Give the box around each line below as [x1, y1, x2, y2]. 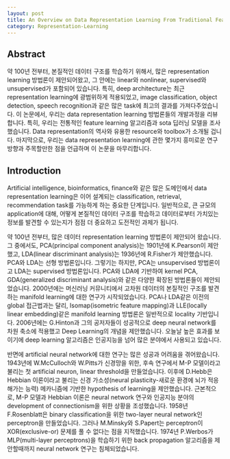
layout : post [7, 10, 44, 17]
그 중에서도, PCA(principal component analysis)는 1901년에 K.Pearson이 [7, 242, 207, 249]
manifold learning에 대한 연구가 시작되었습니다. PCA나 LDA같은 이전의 [19, 293, 210, 301]
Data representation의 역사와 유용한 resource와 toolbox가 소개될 [32, 128, 209, 136]
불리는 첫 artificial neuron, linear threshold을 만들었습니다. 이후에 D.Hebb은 [7, 368, 213, 375]
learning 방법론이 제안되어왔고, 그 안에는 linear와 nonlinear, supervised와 [7, 76, 207, 84]
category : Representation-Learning [7, 23, 109, 30]
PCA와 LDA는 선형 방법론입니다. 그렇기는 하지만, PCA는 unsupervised [7, 259, 196, 266]
